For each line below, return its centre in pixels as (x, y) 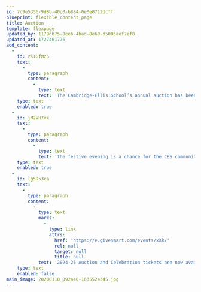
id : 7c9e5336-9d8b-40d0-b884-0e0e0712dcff (60, 12)
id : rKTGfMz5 (33, 56)
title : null (69, 257)
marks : (46, 218)
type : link (63, 229)
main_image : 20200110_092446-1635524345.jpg (63, 279)
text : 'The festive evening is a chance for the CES (105, 156)
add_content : (22, 46)
